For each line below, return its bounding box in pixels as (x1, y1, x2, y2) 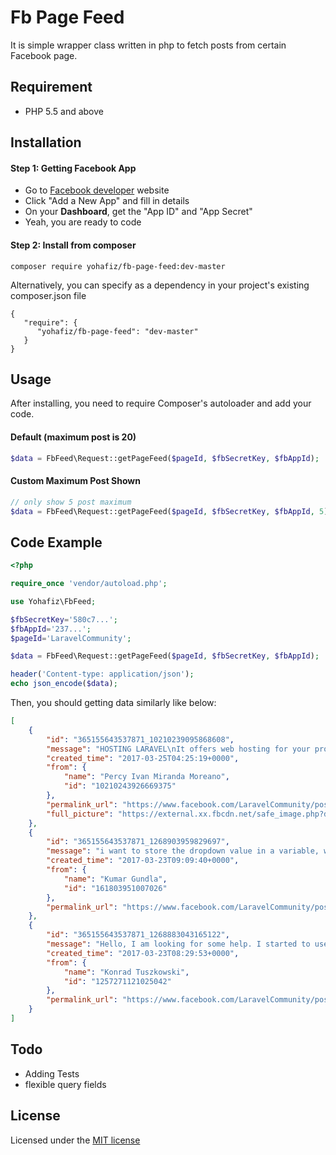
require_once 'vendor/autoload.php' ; (10, 579, 168, 589)
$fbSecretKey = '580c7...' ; (10, 614, 118, 625)
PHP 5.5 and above (24, 105, 104, 117)
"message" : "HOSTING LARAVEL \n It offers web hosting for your (46, 744, 311, 754)
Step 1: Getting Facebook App (10, 162, 137, 174)
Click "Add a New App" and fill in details (24, 195, 190, 207)
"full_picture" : (46, 809, 114, 819)
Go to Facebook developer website (24, 184, 170, 196)
